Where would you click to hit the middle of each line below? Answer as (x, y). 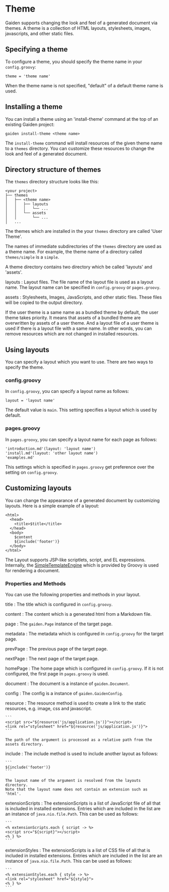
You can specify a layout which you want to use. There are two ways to (79, 362)
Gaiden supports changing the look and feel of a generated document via (81, 23)
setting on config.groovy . (32, 472)
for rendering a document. (33, 570)
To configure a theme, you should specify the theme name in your (74, 62)
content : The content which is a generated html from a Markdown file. (78, 614)
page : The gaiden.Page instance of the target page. (59, 624)
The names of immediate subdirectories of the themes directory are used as (83, 246)
